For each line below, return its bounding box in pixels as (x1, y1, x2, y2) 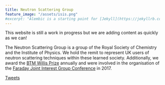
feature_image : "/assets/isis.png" (5, 12, 78, 17)
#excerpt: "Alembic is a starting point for (5, 16, 98, 21)
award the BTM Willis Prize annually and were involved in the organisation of (5, 60, 160, 66)
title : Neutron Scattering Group (5, 7, 74, 12)
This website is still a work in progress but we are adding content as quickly (5, 30, 159, 36)
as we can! (5, 35, 27, 41)
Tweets (5, 75, 20, 81)
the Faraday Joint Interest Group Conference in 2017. (5, 65, 112, 71)
